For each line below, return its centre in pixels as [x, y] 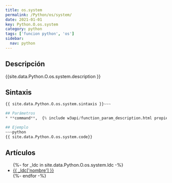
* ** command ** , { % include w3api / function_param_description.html [79, 118]
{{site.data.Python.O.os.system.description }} [53, 76]
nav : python [23, 43]
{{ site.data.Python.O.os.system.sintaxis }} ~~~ [58, 104]
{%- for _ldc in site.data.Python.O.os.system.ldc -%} [68, 165]
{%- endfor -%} [29, 176]
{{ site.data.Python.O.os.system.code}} [49, 137]
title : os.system [24, 10]
